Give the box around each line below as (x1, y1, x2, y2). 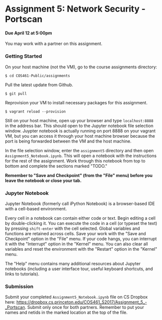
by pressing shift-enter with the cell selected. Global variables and (5, 225, 140, 231)
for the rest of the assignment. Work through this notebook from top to (5, 158, 146, 163)
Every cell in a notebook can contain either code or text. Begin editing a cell (5, 215, 156, 221)
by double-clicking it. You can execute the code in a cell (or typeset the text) (5, 220, 158, 226)
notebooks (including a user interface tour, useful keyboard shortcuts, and (5, 266, 153, 272)
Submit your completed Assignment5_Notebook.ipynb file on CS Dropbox (5, 294, 148, 300)
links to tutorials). (5, 271, 40, 277)
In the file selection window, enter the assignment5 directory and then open (5, 147, 154, 153)
